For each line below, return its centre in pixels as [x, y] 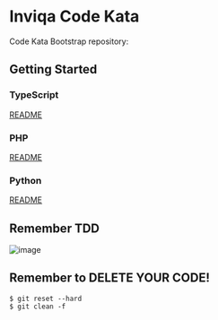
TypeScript [34, 95]
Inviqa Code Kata [74, 17]
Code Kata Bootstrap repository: [69, 41]
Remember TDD [55, 228]
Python [26, 180]
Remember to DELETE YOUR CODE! [110, 278]
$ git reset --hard [46, 298]
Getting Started [53, 69]
